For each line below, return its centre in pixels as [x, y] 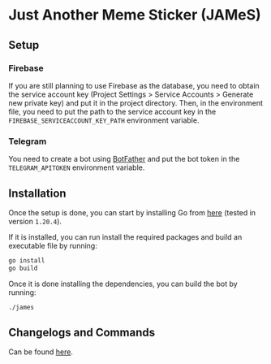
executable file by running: [53, 245]
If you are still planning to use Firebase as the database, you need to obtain [134, 85]
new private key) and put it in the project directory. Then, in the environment [136, 102]
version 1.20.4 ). [35, 221]
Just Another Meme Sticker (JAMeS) [135, 15]
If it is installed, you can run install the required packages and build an [125, 236]
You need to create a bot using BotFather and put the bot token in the [124, 159]
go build [23, 268]
